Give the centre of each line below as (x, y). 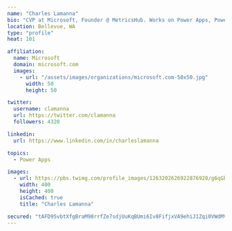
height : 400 (37, 191)
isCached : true (41, 197)
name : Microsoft (37, 58)
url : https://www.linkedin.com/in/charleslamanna (86, 141)
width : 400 (35, 185)
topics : (18, 153)
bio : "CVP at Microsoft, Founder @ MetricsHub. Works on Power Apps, (109, 20)
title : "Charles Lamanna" (57, 204)
